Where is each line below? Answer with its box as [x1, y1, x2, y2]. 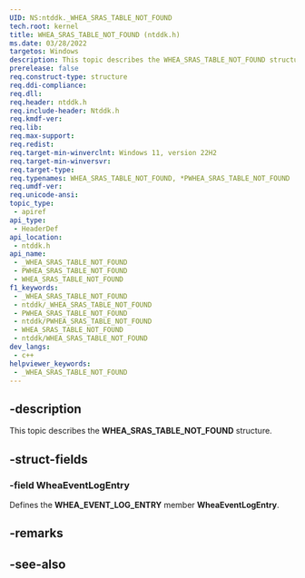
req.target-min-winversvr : [9, 156, 112, 166]
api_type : [9, 215, 47, 225]
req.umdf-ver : [9, 182, 64, 191]
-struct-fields [9, 451, 88, 467]
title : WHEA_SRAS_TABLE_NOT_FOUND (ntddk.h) [9, 30, 181, 39]
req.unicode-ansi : [9, 191, 79, 200]
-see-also [9, 556, 66, 572]
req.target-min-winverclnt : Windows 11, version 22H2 [9, 148, 218, 157]
